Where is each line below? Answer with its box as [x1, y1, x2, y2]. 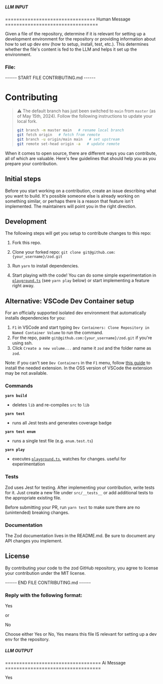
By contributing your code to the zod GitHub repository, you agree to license [5, 565, 158, 571]
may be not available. [5, 370, 48, 376]
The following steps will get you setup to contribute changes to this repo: [5, 230, 152, 236]
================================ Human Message [5, 16, 130, 22]
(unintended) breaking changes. [5, 509, 70, 515]
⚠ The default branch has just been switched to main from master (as [17, 108, 156, 114]
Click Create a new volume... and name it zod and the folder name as [12, 345, 152, 351]
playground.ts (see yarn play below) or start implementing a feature [12, 278, 150, 283]
